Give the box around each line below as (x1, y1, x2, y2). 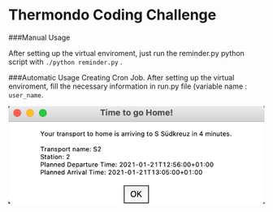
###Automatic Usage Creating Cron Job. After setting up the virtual (8, 72, 235, 82)
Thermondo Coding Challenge (8, 6, 217, 24)
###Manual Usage (8, 32, 71, 42)
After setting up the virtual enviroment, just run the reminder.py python (8, 48, 245, 58)
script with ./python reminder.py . (8, 57, 123, 67)
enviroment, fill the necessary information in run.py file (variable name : (8, 81, 248, 91)
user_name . (8, 89, 44, 99)
